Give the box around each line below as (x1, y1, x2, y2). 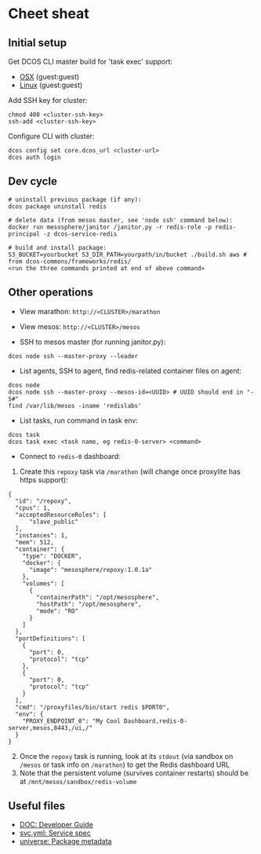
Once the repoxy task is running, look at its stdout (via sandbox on (19, 751, 234, 761)
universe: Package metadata (19, 837, 112, 846)
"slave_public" (28, 518, 79, 526)
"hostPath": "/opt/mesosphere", (36, 600, 143, 608)
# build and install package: (8, 244, 107, 251)
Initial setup (8, 36, 67, 49)
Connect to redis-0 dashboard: (19, 451, 121, 460)
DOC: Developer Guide (19, 820, 94, 830)
